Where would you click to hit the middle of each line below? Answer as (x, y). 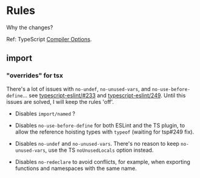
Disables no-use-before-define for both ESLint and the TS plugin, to (100, 125)
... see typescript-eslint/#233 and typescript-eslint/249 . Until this (104, 95)
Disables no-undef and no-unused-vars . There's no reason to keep (97, 143)
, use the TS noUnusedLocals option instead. (99, 150)
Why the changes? (30, 27)
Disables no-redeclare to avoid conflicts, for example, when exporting (102, 162)
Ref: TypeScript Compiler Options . (49, 39)
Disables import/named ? (45, 114)
